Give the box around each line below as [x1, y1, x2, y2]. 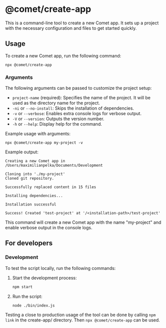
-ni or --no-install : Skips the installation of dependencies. [12, 105, 134, 111]
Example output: [5, 149, 39, 155]
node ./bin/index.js [12, 303, 55, 308]
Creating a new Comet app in [5, 159, 65, 164]
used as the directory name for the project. [12, 100, 100, 106]
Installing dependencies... [5, 194, 63, 198]
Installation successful [5, 202, 56, 207]
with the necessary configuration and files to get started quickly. [5, 25, 137, 31]
